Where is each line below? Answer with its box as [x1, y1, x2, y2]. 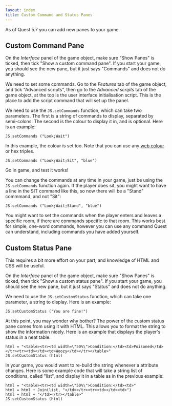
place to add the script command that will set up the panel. [5, 98, 130, 104]
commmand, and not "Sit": [5, 194, 61, 200]
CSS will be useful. [5, 263, 45, 269]
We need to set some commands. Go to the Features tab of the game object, [5, 81, 167, 87]
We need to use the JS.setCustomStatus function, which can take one [5, 294, 152, 300]
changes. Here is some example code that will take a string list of [5, 368, 143, 374]
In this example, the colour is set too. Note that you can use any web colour [5, 143, 165, 149]
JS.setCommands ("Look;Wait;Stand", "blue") [5, 203, 102, 208]
